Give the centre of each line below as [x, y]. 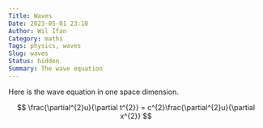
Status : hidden [34, 62]
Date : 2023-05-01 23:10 [49, 23]
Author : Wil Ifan [38, 31]
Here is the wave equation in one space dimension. [94, 92]
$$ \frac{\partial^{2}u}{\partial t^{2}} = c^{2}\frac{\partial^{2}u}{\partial [136, 107]
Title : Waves [30, 16]
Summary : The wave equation [56, 69]
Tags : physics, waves [45, 46]
